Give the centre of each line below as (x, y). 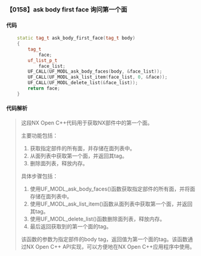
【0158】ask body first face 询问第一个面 (67, 9)
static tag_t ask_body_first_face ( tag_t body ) (76, 38)
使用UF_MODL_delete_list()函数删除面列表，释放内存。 (97, 219)
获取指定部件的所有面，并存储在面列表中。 (82, 148)
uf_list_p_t (43, 60)
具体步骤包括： (39, 176)
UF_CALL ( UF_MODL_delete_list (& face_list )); (83, 83)
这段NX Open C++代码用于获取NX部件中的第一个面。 (87, 123)
